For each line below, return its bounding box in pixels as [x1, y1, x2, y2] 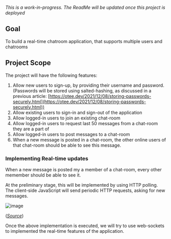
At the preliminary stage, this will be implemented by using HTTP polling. [5, 182, 158, 188]
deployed [5, 10, 25, 16]
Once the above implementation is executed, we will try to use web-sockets [5, 223, 165, 229]
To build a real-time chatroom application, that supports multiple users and [5, 38, 162, 44]
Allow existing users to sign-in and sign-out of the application [12, 109, 142, 115]
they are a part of [12, 126, 50, 132]
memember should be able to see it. [5, 172, 81, 178]
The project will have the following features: [5, 72, 97, 78]
